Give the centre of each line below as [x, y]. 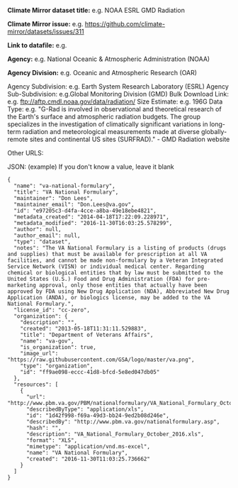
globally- [214, 132]
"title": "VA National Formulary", [66, 192]
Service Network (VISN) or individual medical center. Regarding [106, 267]
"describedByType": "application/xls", [85, 409]
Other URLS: [25, 153]
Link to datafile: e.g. [37, 45]
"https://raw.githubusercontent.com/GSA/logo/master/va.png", [101, 360]
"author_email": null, [47, 235]
